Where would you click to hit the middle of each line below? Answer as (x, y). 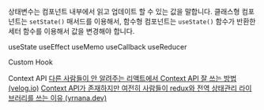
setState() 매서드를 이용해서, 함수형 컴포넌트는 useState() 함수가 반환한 (142, 21)
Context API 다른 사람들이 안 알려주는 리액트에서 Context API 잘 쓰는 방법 (123, 78)
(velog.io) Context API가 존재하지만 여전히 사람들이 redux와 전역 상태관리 (123, 88)
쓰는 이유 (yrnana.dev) (71, 98)
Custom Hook (30, 62)
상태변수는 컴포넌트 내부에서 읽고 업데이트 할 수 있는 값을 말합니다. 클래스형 (124, 11)
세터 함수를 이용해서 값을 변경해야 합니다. (72, 31)
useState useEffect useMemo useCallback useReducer (98, 47)
